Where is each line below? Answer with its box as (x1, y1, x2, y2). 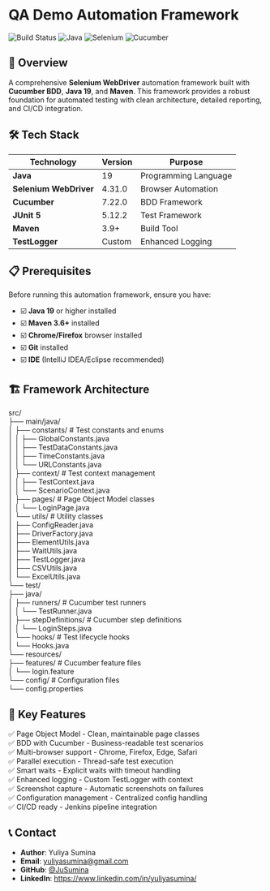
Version (101, 156, 133, 167)
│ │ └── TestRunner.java (8, 606, 92, 616)
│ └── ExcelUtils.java (8, 572, 81, 582)
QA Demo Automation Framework (8, 6, 239, 24)
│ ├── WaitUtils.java (8, 546, 78, 556)
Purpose (169, 156, 204, 167)
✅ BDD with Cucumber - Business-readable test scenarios (8, 738, 204, 747)
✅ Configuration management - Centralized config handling (8, 793, 208, 803)
